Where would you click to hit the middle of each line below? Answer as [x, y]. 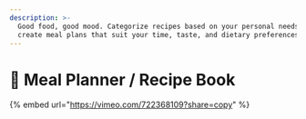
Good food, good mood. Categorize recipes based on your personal [146, 26]
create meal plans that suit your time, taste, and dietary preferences [158, 35]
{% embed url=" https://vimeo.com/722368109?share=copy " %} [130, 104]
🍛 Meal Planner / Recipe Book [122, 79]
